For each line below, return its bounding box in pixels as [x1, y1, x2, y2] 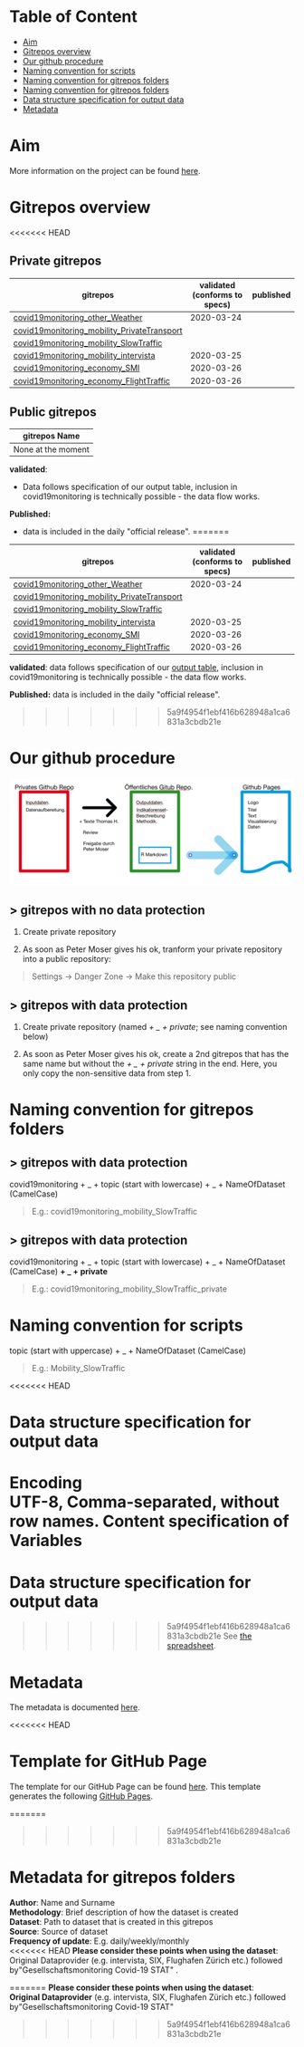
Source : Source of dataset [9, 1927, 109, 1937]
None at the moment [13, 444, 90, 455]
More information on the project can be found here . [9, 165, 201, 176]
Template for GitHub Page [9, 1751, 208, 1772]
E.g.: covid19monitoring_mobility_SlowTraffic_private [31, 1283, 228, 1294]
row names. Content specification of [9, 1511, 290, 1532]
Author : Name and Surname [9, 1898, 116, 1908]
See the [223, 1630, 252, 1641]
